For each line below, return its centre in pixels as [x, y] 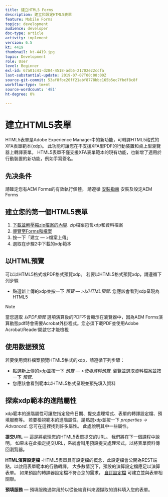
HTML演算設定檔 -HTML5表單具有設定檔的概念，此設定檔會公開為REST [79, 460]
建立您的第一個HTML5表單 [47, 212]
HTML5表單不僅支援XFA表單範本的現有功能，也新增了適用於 [99, 152]
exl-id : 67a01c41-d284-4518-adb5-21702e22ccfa [55, 71]
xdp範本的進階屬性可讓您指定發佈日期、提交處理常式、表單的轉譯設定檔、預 [84, 413]
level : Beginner [22, 66]
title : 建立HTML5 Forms [29, 10]
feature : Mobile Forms [29, 19]
